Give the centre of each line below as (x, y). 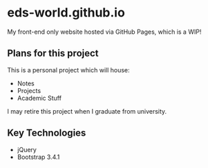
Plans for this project (53, 53)
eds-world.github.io (66, 13)
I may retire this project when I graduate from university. (87, 111)
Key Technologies (47, 133)
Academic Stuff (39, 98)
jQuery (27, 149)
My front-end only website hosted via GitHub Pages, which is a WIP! (104, 32)
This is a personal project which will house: (68, 70)
